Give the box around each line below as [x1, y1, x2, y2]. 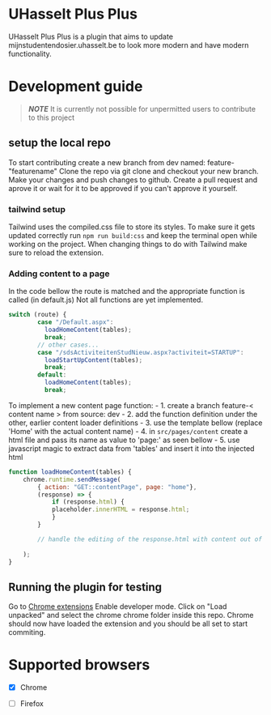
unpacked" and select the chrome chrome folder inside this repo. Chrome [8, 611, 254, 620]
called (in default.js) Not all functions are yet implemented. [8, 295, 204, 304]
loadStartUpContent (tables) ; [44, 355, 143, 364]
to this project [28, 113, 75, 122]
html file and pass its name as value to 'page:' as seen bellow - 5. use [8, 435, 240, 445]
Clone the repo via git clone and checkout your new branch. [59, 166, 259, 176]
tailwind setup [8, 203, 66, 215]
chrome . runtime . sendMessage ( [23, 475, 121, 483]
